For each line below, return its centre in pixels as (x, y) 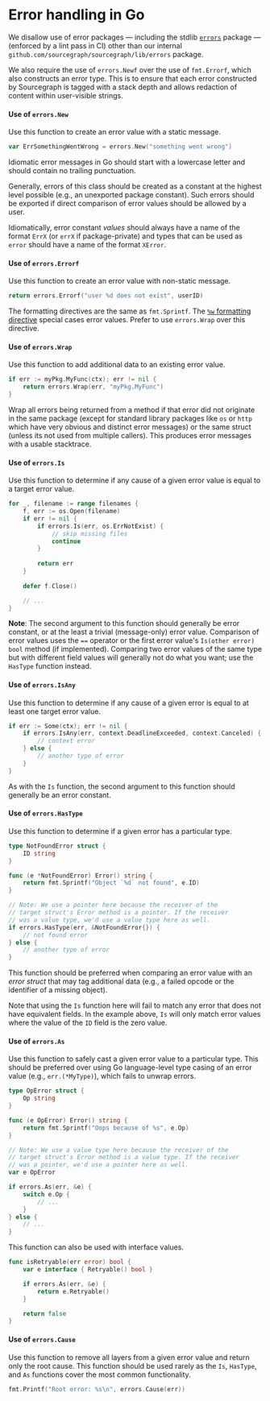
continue (66, 541)
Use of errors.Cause (42, 1339)
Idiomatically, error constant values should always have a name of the (124, 228)
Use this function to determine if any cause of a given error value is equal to (135, 480)
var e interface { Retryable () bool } (88, 1270)
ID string (39, 853)
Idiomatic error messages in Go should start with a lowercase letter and (127, 162)
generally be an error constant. (60, 794)
